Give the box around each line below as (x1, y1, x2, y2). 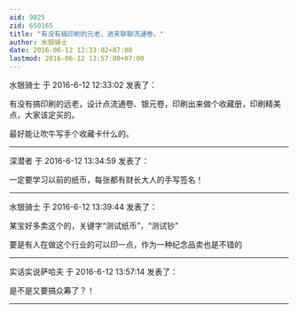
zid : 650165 (9, 21, 53, 30)
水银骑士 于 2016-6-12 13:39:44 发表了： (9, 201, 158, 212)
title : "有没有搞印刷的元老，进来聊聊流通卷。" (9, 29, 164, 38)
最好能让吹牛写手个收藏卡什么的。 (9, 129, 134, 138)
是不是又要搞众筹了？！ (9, 286, 95, 295)
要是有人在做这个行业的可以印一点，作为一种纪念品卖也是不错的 (9, 239, 242, 249)
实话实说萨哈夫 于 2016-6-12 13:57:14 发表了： (9, 267, 179, 277)
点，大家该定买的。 (9, 110, 80, 120)
